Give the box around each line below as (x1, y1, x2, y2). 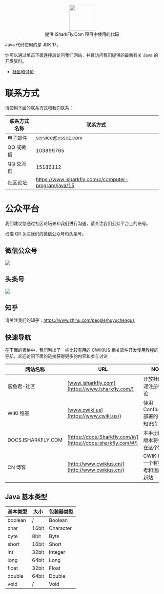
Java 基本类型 (5, 492, 47, 501)
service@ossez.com (36, 134, 82, 141)
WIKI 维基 (7, 410, 30, 417)
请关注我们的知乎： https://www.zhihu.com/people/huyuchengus (5, 317, 135, 323)
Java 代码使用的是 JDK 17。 (5, 42, 61, 48)
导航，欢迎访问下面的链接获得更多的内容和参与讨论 (5, 353, 108, 359)
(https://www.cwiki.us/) (67, 413, 122, 419)
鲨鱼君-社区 (7, 383, 36, 390)
